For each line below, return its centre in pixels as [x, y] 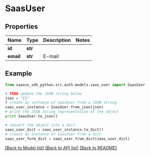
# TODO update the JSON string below [43, 94]
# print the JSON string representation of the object [62, 112]
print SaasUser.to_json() [31, 116]
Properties [21, 27]
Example [19, 74]
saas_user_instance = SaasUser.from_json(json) [54, 107]
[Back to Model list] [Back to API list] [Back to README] [61, 148]
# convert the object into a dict [40, 125]
